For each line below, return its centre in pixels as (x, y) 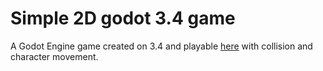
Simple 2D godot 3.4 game (123, 18)
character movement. (54, 56)
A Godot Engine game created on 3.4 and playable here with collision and (161, 46)
